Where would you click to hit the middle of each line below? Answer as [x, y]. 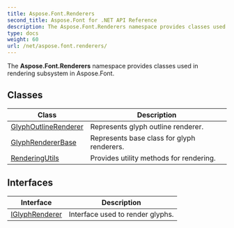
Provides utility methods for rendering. [153, 158]
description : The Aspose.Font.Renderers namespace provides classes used [117, 26]
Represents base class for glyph [143, 138]
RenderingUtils [35, 158]
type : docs [23, 33]
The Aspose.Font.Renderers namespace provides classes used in [103, 66]
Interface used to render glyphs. [121, 214]
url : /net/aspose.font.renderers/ [57, 46]
